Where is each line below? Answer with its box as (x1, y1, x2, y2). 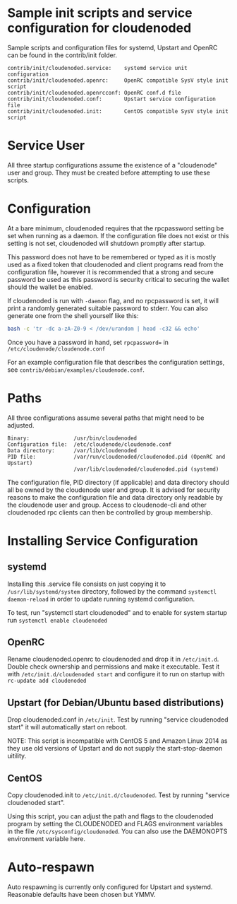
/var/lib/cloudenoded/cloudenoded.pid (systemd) (73, 465, 219, 473)
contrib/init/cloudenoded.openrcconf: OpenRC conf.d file (7, 89, 181, 96)
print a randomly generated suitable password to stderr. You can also (7, 304, 208, 312)
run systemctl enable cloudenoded (7, 616, 108, 624)
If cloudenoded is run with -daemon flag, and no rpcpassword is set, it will (7, 296, 219, 305)
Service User (7, 138, 85, 153)
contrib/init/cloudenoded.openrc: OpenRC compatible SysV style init (7, 76, 229, 84)
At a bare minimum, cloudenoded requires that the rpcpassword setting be (7, 224, 224, 233)
